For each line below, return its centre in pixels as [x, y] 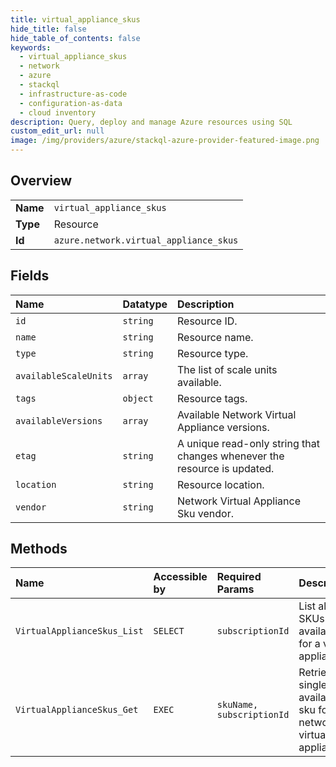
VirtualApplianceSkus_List [79, 631]
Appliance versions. [223, 427]
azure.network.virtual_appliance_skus [146, 240]
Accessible [180, 577]
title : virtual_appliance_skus [75, 19]
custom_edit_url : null [57, 131]
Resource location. [221, 484]
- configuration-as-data [71, 103]
